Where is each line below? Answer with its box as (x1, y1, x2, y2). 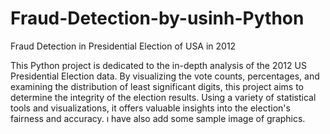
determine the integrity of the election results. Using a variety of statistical (10, 91, 317, 103)
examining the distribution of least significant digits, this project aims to (10, 80, 305, 92)
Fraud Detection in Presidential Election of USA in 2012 (10, 40, 237, 52)
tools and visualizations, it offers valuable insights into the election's (10, 102, 291, 114)
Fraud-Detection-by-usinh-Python (10, 7, 305, 30)
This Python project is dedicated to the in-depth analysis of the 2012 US (10, 59, 307, 71)
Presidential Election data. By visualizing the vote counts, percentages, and (10, 70, 320, 82)
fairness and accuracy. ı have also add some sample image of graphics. (10, 112, 306, 124)
